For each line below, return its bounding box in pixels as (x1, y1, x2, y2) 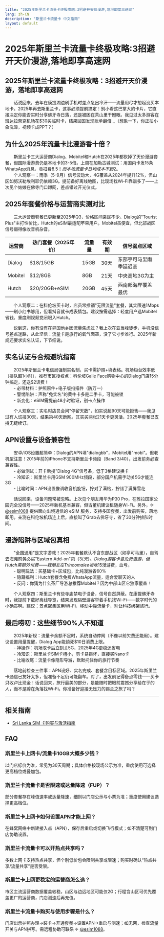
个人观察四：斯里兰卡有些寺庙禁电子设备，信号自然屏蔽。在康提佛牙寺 (13, 591, 155, 597)
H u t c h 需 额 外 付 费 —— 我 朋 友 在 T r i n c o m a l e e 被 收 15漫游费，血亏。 (5, 562, 132, 568)
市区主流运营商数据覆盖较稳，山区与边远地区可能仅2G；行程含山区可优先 (5, 889, 152, 894)
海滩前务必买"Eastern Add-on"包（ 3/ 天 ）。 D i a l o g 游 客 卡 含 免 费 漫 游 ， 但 (9, 556, 150, 562)
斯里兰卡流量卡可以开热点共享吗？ (5, 845, 85, 852)
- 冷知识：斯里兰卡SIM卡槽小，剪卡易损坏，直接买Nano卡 (13, 651, 129, 657)
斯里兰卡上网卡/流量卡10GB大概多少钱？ (5, 750, 100, 757)
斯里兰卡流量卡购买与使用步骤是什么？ (5, 908, 95, 915)
